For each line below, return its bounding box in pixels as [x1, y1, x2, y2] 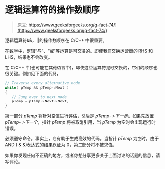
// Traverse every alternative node [5, 80, 80, 85]
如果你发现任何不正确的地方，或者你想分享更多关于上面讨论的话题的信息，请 [5, 152, 160, 158]
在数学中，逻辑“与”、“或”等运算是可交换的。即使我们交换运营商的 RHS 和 [5, 48, 153, 54]
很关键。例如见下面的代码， [5, 70, 61, 76]
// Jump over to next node [11, 94, 67, 99]
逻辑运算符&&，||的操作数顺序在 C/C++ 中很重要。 [5, 37, 107, 43]
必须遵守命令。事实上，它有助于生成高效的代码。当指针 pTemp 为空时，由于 [5, 136, 159, 142]
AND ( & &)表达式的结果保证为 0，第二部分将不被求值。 [5, 142, 117, 148]
